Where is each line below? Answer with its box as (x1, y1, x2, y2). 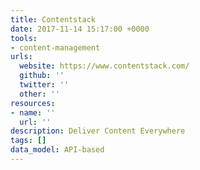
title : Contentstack (10, 14, 97, 25)
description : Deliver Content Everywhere (10, 126, 186, 136)
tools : (10, 33, 38, 43)
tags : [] (10, 136, 47, 146)
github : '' (19, 71, 65, 81)
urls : (10, 52, 33, 62)
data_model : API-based (10, 145, 105, 155)
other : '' (19, 89, 60, 99)
